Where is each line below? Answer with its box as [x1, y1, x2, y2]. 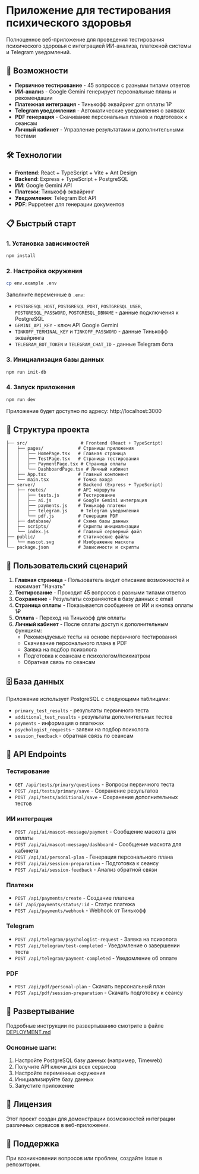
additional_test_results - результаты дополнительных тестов [14, 713, 173, 721]
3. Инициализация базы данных [6, 355, 104, 364]
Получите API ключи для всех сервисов [14, 1063, 116, 1070]
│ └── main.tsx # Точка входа [6, 477, 113, 483]
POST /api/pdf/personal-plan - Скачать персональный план [14, 982, 166, 990]
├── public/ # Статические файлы [6, 534, 129, 540]
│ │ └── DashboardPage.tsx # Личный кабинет [6, 467, 129, 472]
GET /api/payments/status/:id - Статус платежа [14, 901, 135, 908]
